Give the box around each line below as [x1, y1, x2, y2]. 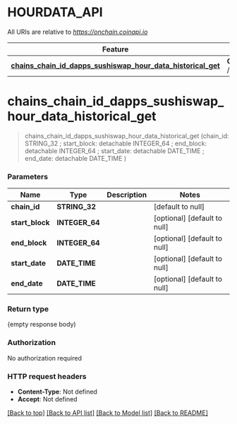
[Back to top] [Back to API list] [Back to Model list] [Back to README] [7, 408, 208, 417]
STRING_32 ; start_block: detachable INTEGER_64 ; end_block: [24, 139, 207, 147]
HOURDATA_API [7, 4, 104, 20]
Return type [7, 304, 49, 314]
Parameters [7, 171, 48, 181]
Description [107, 190, 147, 200]
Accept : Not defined [17, 395, 78, 404]
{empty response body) [7, 320, 76, 329]
